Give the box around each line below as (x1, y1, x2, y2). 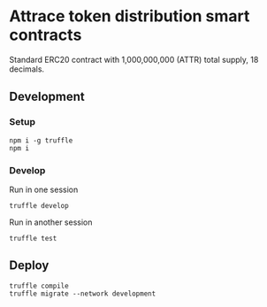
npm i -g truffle (9, 135, 73, 145)
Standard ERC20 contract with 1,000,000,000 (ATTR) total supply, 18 (9, 54, 259, 65)
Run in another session (9, 217, 93, 227)
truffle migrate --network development (9, 289, 156, 298)
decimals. (9, 64, 45, 74)
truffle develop (9, 201, 69, 210)
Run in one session (9, 184, 79, 195)
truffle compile (9, 281, 69, 290)
